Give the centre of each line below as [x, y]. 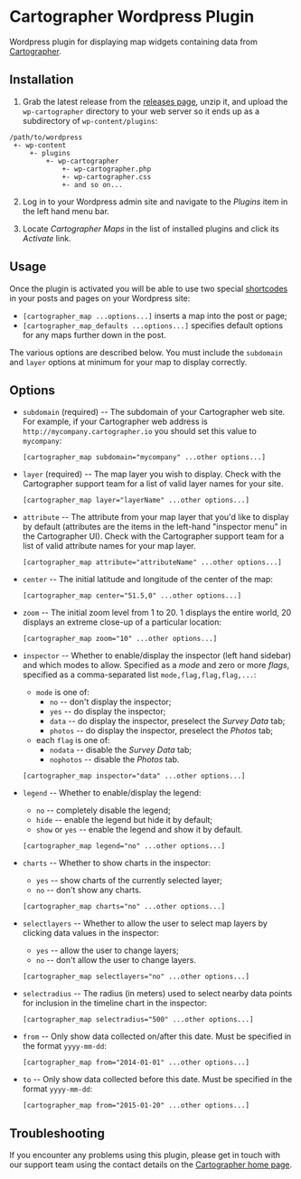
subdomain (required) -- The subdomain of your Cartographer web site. [154, 412]
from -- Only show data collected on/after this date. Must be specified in [157, 1036]
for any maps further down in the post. [94, 335]
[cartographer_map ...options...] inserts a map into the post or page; [155, 316]
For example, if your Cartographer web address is [115, 421]
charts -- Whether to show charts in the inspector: [116, 863]
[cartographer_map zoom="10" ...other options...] [120, 639]
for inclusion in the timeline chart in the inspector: [115, 1003]
